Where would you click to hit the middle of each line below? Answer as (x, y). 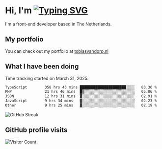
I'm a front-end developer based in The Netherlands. (58, 24)
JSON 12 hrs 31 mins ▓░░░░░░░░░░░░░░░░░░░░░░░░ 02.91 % (81, 96)
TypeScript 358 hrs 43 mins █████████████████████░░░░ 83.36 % (81, 87)
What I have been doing (42, 67)
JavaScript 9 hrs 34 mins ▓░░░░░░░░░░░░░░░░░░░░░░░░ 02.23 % (81, 101)
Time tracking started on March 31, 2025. (47, 78)
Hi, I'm (18, 11)
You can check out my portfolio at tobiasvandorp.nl (57, 51)
